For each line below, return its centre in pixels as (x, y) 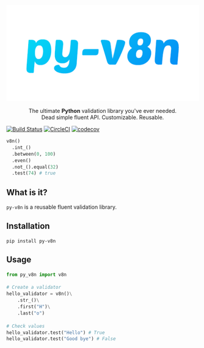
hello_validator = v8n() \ (39, 294)
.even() (22, 161)
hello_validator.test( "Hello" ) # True (56, 332)
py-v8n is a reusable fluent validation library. (62, 207)
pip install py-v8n (31, 241)
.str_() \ (28, 300)
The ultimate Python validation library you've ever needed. (103, 111)
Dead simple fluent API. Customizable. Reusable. (103, 117)
